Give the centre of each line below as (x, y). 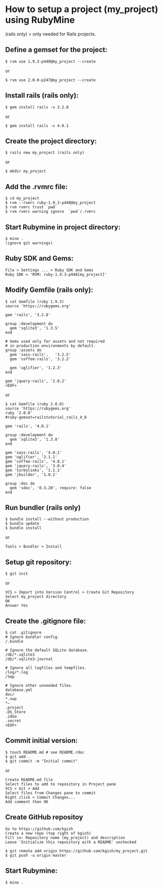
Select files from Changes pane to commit (50, 793)
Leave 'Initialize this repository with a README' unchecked (71, 842)
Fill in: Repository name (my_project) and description (65, 838)
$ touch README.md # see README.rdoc (45, 752)
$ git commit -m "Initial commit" (42, 761)
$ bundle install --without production (47, 519)
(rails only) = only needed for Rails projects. (51, 34)
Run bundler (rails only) (43, 508)
